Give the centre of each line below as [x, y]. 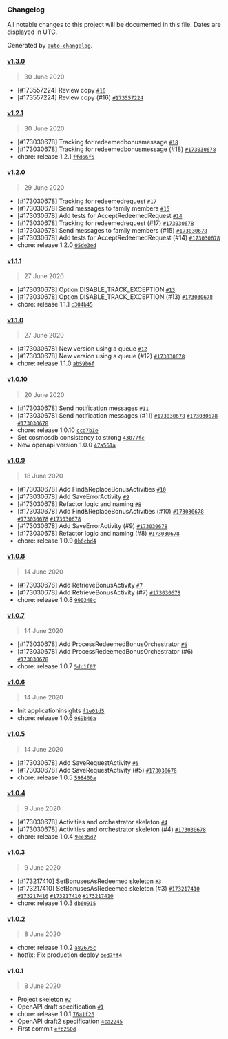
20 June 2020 [44, 394]
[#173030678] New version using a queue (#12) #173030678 [101, 356]
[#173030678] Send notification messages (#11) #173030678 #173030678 [117, 415]
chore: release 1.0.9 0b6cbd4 [56, 541]
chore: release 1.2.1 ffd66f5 [56, 156]
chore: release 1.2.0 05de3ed [56, 245]
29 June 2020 [44, 187]
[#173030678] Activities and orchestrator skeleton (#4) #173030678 [112, 829]
